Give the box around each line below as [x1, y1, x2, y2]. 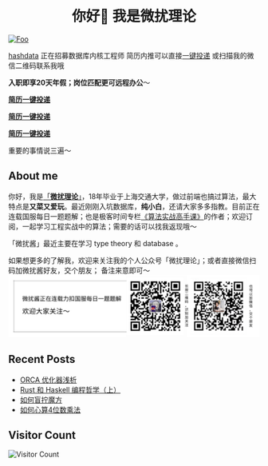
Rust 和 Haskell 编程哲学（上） [19, 384, 121, 394]
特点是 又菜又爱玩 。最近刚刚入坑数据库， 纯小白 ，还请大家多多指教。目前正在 [8, 201, 260, 211]
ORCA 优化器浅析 [19, 375, 77, 384]
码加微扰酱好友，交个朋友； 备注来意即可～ [8, 265, 150, 275]
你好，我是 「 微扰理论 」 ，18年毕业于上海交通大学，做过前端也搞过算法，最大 [8, 191, 257, 201]
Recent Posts [8, 352, 76, 366]
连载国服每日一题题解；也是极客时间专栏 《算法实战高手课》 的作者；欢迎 [8, 211, 246, 221]
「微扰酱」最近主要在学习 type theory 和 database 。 [8, 238, 183, 248]
